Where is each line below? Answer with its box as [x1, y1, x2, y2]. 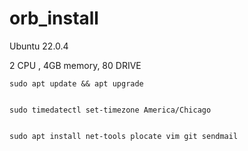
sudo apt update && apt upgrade [9, 78, 144, 89]
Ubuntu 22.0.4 [9, 40, 69, 52]
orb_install [9, 7, 99, 30]
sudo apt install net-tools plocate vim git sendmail [9, 131, 239, 141]
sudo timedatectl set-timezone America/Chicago [9, 105, 212, 115]
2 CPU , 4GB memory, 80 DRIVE [9, 59, 142, 71]
